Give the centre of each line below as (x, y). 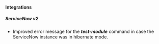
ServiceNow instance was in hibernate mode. (60, 37)
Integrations (19, 7)
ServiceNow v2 (22, 19)
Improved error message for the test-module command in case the (83, 31)
